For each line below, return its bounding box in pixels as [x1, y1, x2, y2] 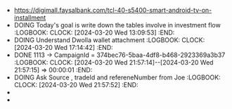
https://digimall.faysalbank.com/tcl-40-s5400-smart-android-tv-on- [13, 6, 212, 14]
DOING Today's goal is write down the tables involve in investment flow [13, 21, 221, 29]
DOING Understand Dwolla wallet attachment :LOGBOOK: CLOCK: [13, 36, 205, 44]
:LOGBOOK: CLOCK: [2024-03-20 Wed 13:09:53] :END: [13, 28, 175, 37]
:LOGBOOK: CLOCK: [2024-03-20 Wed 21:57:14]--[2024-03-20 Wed [13, 58, 214, 66]
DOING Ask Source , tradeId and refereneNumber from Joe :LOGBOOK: [13, 73, 221, 82]
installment [13, 13, 46, 22]
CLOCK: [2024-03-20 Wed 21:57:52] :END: [13, 81, 138, 89]
